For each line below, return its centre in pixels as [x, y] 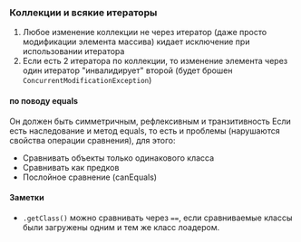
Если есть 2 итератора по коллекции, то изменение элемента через [155, 61]
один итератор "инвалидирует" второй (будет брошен [127, 70]
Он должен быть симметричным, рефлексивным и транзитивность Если [150, 121]
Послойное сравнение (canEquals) [89, 177]
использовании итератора [73, 51]
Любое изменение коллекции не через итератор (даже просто [145, 33]
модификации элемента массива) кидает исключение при [136, 42]
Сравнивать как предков [71, 167]
